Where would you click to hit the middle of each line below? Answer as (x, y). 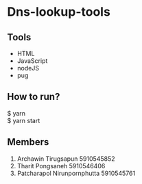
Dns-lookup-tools (59, 12)
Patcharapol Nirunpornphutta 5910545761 (76, 173)
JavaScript (32, 61)
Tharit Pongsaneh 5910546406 (61, 166)
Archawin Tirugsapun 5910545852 (66, 159)
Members (28, 142)
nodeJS (28, 68)
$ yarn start (24, 120)
